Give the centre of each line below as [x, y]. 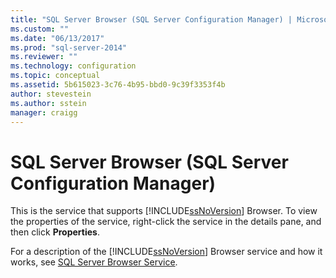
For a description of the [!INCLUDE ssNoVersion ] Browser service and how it [166, 252]
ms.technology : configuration [73, 66]
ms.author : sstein [48, 103]
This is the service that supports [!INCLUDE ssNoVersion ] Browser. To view [164, 211]
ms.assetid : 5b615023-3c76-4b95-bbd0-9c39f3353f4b [118, 85]
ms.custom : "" [40, 29]
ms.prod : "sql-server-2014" [69, 47]
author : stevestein [51, 94]
